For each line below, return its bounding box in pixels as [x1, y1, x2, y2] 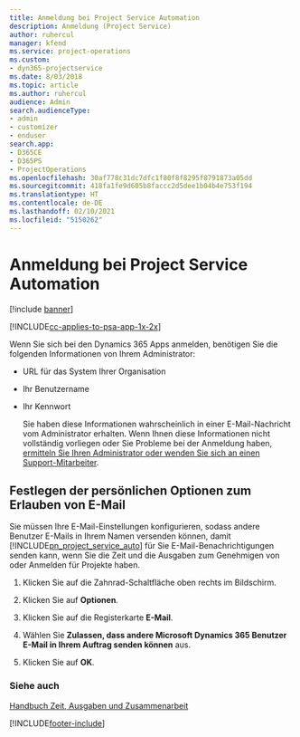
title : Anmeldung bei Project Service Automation [9, 13, 201, 23]
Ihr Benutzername [22, 383, 90, 394]
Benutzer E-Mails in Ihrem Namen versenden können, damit [9, 531, 232, 541]
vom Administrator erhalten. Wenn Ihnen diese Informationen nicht [22, 427, 271, 439]
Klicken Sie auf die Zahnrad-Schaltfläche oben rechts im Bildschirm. [22, 577, 277, 589]
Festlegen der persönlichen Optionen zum [9, 483, 251, 498]
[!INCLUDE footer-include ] [9, 717, 106, 729]
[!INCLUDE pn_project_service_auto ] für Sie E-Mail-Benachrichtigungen [9, 541, 275, 551]
